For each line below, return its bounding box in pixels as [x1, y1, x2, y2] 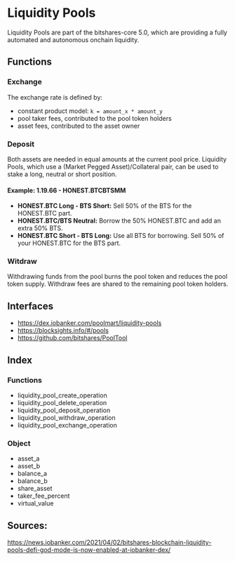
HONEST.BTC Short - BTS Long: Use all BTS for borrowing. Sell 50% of [17, 232, 224, 240]
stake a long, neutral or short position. [7, 170, 117, 178]
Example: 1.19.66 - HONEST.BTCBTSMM [7, 186, 126, 194]
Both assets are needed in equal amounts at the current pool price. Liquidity [7, 154, 227, 163]
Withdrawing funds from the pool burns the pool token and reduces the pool [7, 272, 228, 281]
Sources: [7, 520, 48, 532]
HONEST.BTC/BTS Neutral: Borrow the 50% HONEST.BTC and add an [17, 216, 221, 225]
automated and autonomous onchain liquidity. [7, 35, 140, 44]
